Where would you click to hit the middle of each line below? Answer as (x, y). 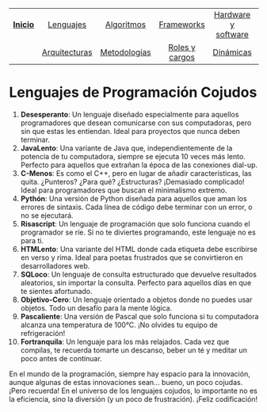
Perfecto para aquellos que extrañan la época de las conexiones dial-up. (139, 165)
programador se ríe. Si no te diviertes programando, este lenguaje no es (138, 232)
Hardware (232, 15)
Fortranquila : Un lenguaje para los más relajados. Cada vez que (125, 341)
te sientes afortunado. (56, 291)
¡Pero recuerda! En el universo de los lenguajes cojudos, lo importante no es (133, 391)
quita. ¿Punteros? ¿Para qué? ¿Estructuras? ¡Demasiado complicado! (132, 181)
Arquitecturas (67, 52)
